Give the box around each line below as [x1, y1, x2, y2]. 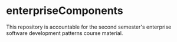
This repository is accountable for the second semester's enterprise [6, 23, 172, 30]
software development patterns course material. [6, 29, 123, 36]
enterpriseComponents [6, 4, 124, 17]
